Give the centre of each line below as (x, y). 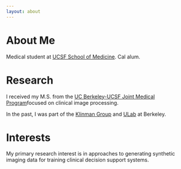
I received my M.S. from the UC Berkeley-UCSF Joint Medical (81, 96)
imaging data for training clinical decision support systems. (78, 160)
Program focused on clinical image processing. (62, 102)
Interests (29, 137)
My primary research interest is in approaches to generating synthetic (90, 154)
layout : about (24, 11)
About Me (31, 40)
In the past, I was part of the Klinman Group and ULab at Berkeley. (86, 114)
